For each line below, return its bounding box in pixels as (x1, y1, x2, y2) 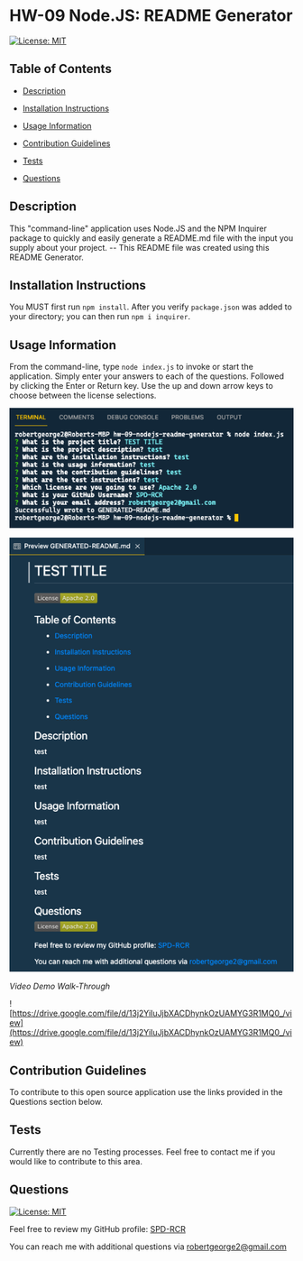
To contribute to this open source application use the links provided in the (9, 1087, 283, 1098)
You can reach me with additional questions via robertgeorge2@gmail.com (9, 1241, 287, 1252)
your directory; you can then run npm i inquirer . (9, 311, 191, 322)
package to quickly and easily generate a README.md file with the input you (9, 232, 294, 244)
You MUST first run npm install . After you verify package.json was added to (9, 301, 293, 312)
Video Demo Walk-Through (9, 980, 111, 992)
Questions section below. (9, 1097, 104, 1108)
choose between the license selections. (9, 390, 157, 401)
